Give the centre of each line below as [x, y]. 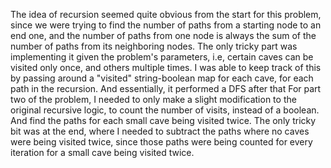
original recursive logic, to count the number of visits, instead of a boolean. [165, 110]
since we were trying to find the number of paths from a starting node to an [166, 25]
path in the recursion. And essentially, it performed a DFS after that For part [166, 88]
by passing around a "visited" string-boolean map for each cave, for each [162, 78]
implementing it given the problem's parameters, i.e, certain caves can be [162, 57]
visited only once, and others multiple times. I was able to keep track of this [166, 67]
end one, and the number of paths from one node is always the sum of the [163, 35]
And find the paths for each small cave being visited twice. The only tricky [163, 120]
